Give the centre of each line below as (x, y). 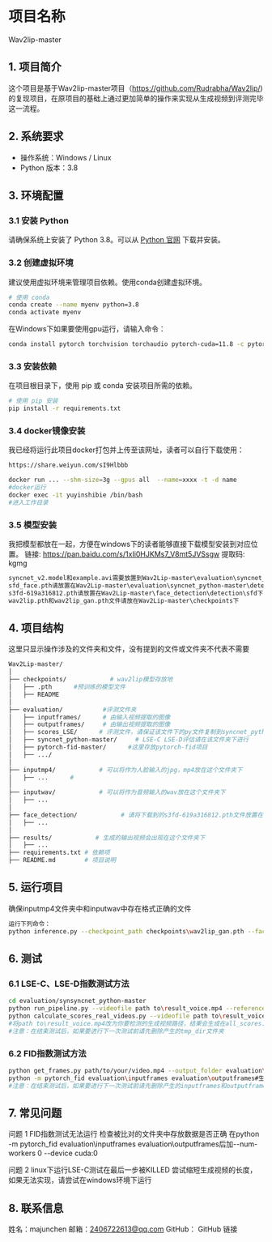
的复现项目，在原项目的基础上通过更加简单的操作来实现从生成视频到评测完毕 (136, 98)
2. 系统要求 (36, 137)
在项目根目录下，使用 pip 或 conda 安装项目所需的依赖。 (102, 386)
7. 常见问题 (35, 1113)
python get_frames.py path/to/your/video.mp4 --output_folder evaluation (136, 1070)
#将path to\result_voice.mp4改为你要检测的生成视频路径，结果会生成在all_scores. (137, 1023)
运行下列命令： (30, 924)
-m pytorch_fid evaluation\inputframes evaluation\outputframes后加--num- (133, 1144)
